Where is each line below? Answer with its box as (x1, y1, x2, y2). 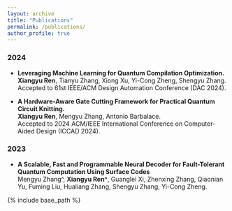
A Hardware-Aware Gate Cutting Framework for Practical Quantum (17, 97, 215, 105)
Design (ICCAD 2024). (36, 126, 101, 135)
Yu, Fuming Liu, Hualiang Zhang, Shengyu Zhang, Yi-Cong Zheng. (17, 182, 208, 191)
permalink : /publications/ (7, 23, 86, 30)
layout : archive (7, 10, 55, 17)
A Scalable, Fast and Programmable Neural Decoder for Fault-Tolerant (17, 160, 225, 168)
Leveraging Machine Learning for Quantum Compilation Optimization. (17, 68, 225, 77)
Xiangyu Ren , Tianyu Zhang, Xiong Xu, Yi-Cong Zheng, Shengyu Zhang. (17, 76, 226, 85)
